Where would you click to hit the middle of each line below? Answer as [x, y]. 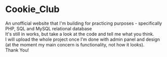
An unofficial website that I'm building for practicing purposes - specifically [84, 23]
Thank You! [17, 50]
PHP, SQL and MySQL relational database [49, 28]
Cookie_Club [32, 9]
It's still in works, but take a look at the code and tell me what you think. [80, 34]
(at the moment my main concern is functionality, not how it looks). [75, 44]
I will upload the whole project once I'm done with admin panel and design [83, 39]
